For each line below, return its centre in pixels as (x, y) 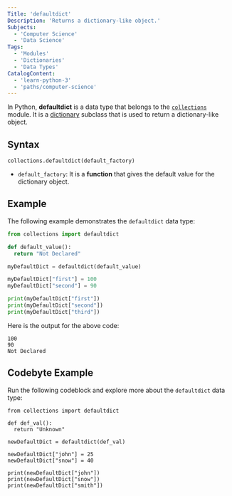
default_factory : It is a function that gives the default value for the (116, 174)
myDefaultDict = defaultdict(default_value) (74, 267)
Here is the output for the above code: (63, 325)
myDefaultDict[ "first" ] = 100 (52, 279)
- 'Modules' (32, 54)
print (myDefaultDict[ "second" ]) (55, 305)
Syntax (23, 144)
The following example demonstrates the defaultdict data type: (101, 221)
